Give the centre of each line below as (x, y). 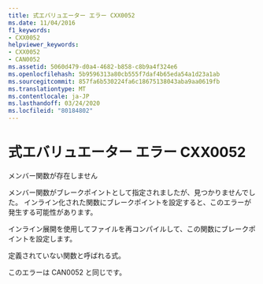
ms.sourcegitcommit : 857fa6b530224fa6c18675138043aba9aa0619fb (114, 81)
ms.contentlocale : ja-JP (49, 96)
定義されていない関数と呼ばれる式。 (67, 255)
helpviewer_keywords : (44, 45)
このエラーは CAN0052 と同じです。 (67, 272)
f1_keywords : (30, 30)
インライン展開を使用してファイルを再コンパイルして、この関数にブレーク (129, 229)
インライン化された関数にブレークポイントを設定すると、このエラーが (137, 202)
